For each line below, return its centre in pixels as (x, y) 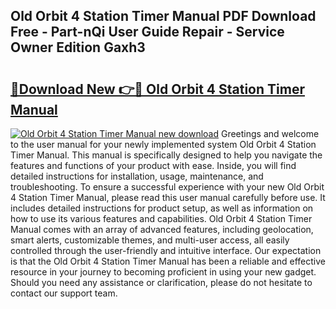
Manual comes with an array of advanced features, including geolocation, (162, 229)
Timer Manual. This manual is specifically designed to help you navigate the (166, 155)
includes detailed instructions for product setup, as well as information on (162, 208)
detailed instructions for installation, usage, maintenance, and (137, 176)
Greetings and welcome (270, 133)
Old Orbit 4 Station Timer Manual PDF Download (163, 16)
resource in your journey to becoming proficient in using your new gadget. (163, 272)
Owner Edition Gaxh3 (78, 47)
